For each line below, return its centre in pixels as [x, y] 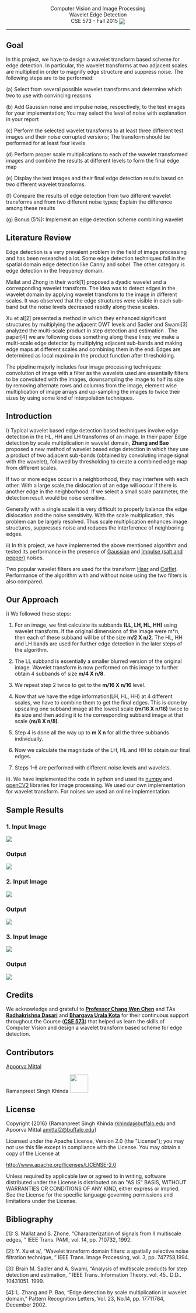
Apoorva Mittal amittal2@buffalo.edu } [51, 1130]
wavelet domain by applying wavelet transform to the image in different [92, 294]
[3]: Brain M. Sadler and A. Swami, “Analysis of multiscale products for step [97, 1269]
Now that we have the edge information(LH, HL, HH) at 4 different [93, 696]
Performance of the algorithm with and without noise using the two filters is [97, 575]
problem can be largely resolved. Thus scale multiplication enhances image [97, 521]
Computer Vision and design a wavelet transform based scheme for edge [94, 1028]
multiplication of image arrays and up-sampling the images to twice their [93, 391]
